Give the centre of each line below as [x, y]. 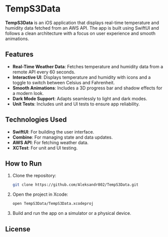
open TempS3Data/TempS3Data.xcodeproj [53, 204]
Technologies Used [36, 120]
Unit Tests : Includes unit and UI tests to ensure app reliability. [76, 104]
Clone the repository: [34, 176]
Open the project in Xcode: [40, 194]
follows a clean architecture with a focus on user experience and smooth [80, 33]
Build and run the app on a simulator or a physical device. [72, 213]
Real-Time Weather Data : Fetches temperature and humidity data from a [88, 66]
